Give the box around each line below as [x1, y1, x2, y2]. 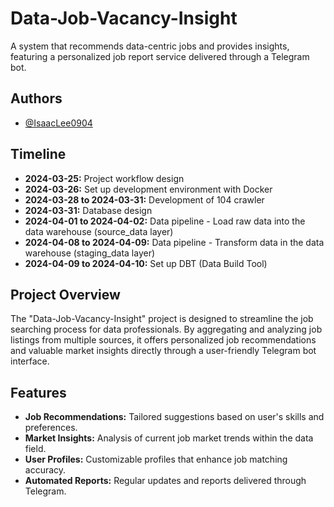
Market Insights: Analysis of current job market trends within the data [24, 432, 314, 444]
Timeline [10, 146, 67, 163]
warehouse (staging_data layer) [24, 247, 156, 259]
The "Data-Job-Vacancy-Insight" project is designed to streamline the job [10, 313, 314, 325]
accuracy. [24, 464, 67, 476]
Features [10, 384, 67, 401]
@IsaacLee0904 [24, 117, 93, 129]
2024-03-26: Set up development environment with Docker [24, 183, 273, 195]
